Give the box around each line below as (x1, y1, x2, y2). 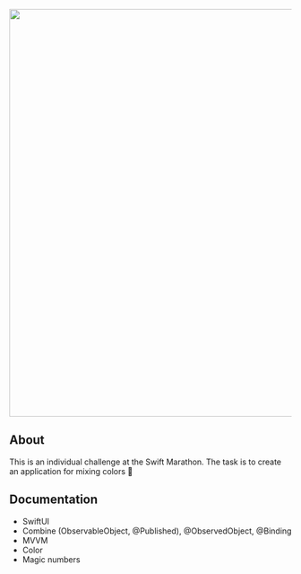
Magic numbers (21, 553, 81, 565)
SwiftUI (21, 516, 50, 526)
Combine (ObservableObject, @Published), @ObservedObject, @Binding (21, 525, 292, 536)
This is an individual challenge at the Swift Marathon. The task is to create (9, 456, 282, 467)
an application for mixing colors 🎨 (9, 465, 133, 476)
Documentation (9, 492, 99, 508)
